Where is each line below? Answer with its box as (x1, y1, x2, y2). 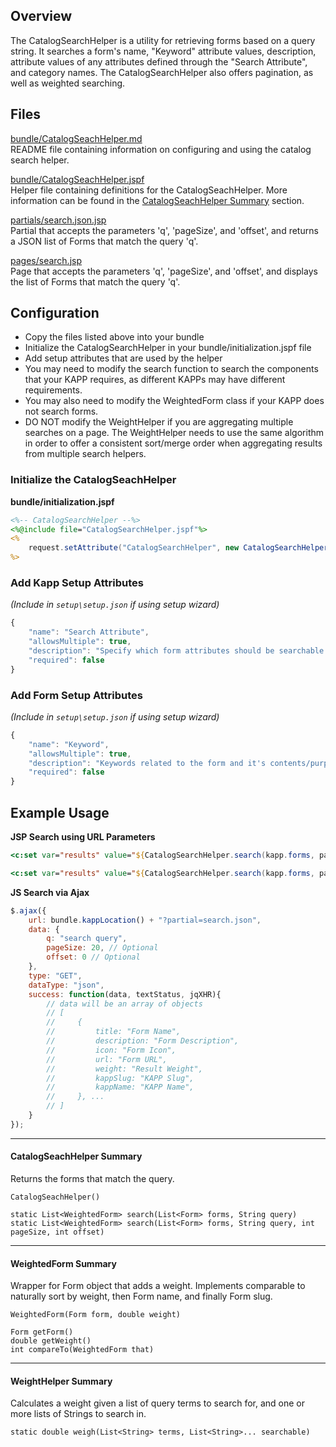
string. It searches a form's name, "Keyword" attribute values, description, (10, 45, 317, 57)
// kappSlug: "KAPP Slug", (46, 1073, 195, 1083)
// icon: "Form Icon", (46, 1045, 177, 1055)
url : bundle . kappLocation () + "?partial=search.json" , (28, 915, 262, 925)
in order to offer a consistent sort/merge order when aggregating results (24, 437, 323, 449)
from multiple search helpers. (24, 448, 147, 460)
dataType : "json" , (28, 980, 105, 990)
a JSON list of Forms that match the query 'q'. (10, 235, 199, 247)
